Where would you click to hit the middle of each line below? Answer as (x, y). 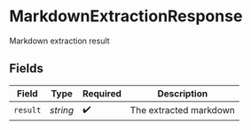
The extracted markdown (182, 111)
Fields (27, 69)
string (62, 111)
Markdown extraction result (59, 41)
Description (183, 93)
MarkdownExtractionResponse (126, 16)
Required (102, 93)
